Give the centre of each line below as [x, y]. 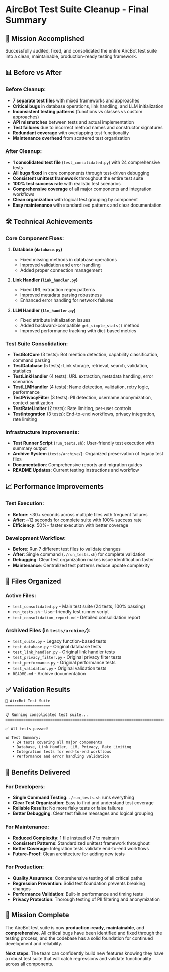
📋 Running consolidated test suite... [47, 715]
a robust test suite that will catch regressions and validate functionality [78, 958]
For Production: [25, 867]
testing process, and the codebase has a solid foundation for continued [79, 938]
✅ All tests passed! [27, 729]
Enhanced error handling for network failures [66, 300]
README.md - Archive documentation [49, 674]
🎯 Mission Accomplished [45, 39]
